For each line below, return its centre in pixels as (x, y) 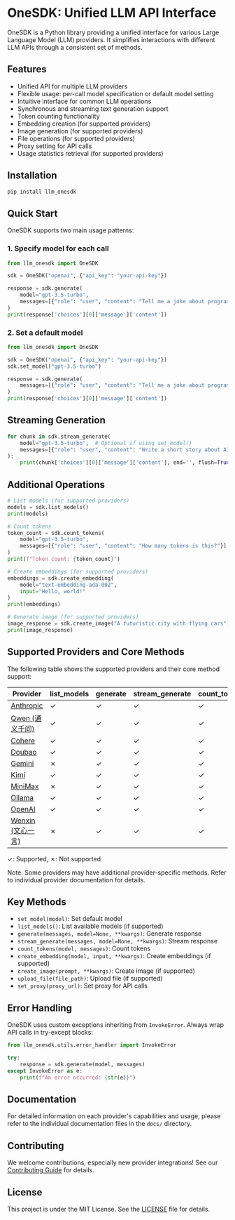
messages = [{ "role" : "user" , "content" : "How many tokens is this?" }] (123, 546)
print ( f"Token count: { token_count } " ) (64, 559)
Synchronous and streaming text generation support (93, 108)
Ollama (22, 797)
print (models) (28, 514)
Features (27, 69)
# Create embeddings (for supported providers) (78, 571)
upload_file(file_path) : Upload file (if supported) (90, 979)
